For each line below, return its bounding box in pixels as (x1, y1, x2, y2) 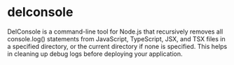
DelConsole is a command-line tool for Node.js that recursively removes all (7, 27, 223, 36)
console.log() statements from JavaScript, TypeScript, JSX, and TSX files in (7, 34, 226, 43)
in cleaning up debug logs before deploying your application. (7, 50, 184, 58)
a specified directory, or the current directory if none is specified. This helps (7, 42, 228, 50)
